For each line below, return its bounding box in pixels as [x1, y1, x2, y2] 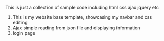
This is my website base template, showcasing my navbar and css [12, 14, 152, 20]
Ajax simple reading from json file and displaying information [12, 25, 140, 31]
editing [12, 20, 28, 25]
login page [12, 30, 36, 36]
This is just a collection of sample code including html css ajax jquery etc [5, 5, 159, 10]
